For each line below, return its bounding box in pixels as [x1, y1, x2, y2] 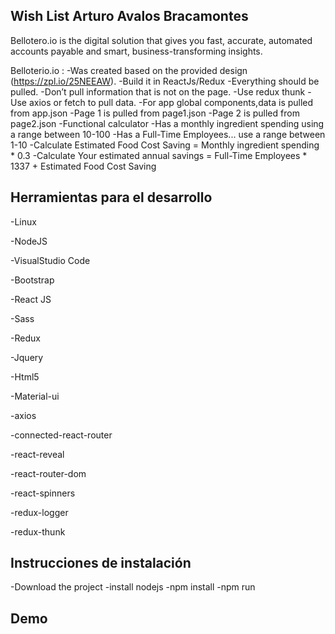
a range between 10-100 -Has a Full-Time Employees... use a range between [10, 128, 326, 140]
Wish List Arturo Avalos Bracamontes [10, 8, 249, 25]
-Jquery [10, 351, 44, 363]
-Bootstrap [10, 274, 55, 286]
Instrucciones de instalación [10, 555, 192, 572]
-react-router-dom [10, 467, 87, 479]
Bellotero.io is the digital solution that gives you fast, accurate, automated [10, 34, 313, 46]
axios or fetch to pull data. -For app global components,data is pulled [28, 96, 314, 108]
